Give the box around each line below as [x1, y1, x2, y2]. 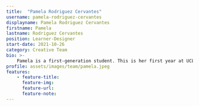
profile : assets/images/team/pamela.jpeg [6, 63, 110, 69]
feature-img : [21, 80, 54, 86]
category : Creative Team [6, 47, 68, 53]
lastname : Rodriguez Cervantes [6, 31, 84, 37]
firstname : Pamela [6, 25, 52, 31]
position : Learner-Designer [6, 36, 76, 42]
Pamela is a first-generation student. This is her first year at [17, 58, 184, 64]
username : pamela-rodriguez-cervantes [6, 14, 102, 20]
